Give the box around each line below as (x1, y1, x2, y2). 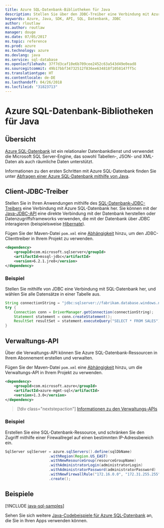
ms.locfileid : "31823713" (5, 84, 58, 89)
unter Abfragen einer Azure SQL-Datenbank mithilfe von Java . (5, 173, 130, 179)
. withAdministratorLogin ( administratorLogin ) (48, 463, 143, 468)
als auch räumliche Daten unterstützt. (18, 158, 94, 164)
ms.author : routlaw (5, 25, 45, 30)
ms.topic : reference (5, 39, 47, 44)
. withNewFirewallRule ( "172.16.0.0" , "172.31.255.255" (48, 472, 161, 477)
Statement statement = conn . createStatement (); (14, 314, 112, 319)
